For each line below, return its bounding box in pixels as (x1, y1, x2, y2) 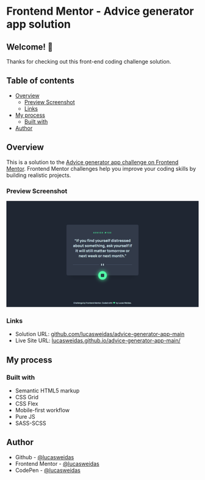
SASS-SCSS (15, 419, 47, 427)
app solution (6, 17, 71, 31)
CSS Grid (15, 394, 38, 400)
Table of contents (6, 75, 74, 86)
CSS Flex (15, 400, 38, 407)
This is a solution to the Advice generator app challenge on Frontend (6, 158, 179, 166)
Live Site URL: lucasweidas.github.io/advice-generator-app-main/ (15, 337, 181, 344)
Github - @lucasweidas (15, 453, 74, 460)
